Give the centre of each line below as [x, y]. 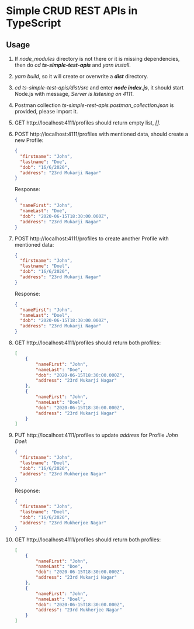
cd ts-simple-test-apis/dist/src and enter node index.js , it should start [99, 88]
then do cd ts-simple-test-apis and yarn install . [73, 65]
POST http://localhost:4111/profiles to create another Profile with [92, 239]
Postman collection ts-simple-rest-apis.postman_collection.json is [94, 105]
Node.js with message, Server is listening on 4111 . [74, 94]
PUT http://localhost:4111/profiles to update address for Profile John [96, 435]
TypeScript [34, 23]
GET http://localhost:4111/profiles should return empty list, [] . [87, 123]
